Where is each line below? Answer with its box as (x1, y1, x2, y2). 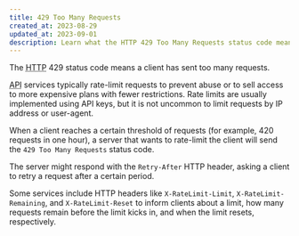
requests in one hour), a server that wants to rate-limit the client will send (9, 134, 278, 145)
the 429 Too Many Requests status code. (9, 144, 155, 155)
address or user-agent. (9, 108, 94, 118)
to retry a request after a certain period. (9, 171, 155, 182)
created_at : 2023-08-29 (9, 21, 98, 30)
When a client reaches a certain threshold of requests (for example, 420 (9, 126, 274, 136)
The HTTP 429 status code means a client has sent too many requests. (9, 62, 271, 73)
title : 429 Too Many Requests (9, 12, 122, 22)
